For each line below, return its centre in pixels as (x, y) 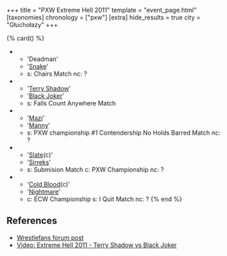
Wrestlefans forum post (50, 237)
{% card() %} (26, 38)
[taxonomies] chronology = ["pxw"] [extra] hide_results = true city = (104, 17)
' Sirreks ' (39, 162)
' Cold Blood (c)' (48, 184)
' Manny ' (38, 125)
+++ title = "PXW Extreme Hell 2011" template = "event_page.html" (102, 10)
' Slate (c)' (40, 155)
